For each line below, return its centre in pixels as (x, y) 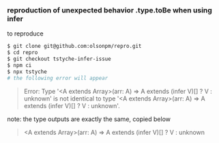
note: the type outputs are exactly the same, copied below (89, 119)
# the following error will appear (58, 78)
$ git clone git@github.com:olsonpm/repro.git (74, 47)
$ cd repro (23, 53)
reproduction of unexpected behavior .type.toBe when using (110, 10)
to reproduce (25, 34)
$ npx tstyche (27, 71)
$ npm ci (19, 65)
